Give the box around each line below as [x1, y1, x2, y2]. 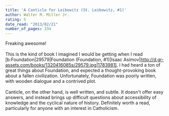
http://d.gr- [140, 56, 164, 63]
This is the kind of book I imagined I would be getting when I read [5, 51, 143, 57]
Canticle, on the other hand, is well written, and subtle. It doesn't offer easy [5, 89, 164, 95]
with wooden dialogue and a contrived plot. [5, 78, 96, 84]
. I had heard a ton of [116, 62, 161, 68]
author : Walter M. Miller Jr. [5, 12, 70, 17]
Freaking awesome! [5, 40, 47, 46]
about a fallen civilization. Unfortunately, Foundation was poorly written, [5, 73, 157, 79]
